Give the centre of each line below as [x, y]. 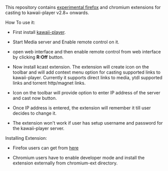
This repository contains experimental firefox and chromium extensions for [83, 7]
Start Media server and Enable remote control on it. [66, 42]
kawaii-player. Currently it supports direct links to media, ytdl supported [88, 77]
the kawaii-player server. [38, 128]
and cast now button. [35, 98]
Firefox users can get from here [46, 148]
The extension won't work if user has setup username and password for [88, 123]
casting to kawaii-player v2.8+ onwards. [47, 13]
